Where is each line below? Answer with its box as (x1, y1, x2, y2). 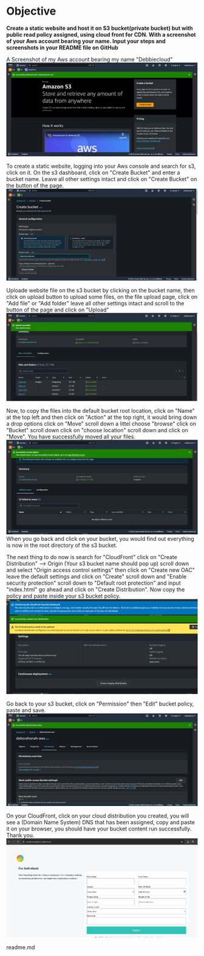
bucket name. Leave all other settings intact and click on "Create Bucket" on (6, 175, 197, 182)
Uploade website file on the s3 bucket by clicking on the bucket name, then (6, 287, 195, 294)
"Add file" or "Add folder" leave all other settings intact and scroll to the (6, 299, 185, 307)
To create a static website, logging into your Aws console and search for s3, (6, 162, 196, 169)
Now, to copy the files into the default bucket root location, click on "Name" (6, 407, 195, 414)
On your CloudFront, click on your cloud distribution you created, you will (6, 812, 189, 819)
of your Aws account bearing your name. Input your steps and (6, 37, 166, 45)
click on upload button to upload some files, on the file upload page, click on (6, 293, 198, 300)
